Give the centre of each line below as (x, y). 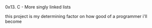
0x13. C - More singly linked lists (38, 7)
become (14, 21)
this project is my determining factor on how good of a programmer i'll (76, 16)
